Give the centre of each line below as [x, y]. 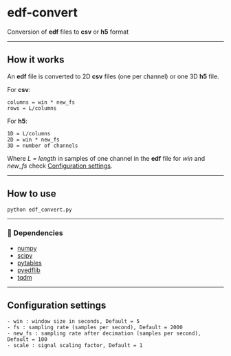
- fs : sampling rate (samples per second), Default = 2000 [95, 327]
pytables [30, 263]
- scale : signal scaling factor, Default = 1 [75, 345]
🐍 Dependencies [35, 233]
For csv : [19, 89]
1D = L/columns [29, 133]
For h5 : [17, 121]
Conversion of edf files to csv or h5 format [68, 32]
